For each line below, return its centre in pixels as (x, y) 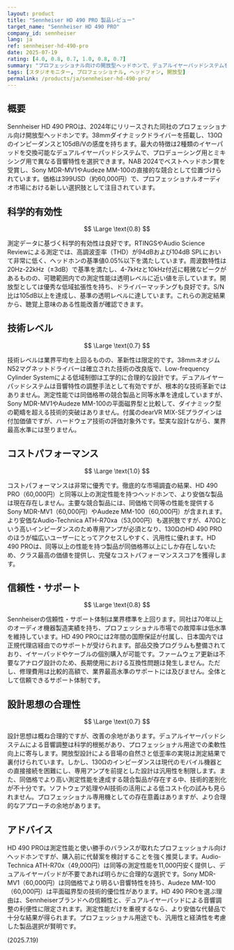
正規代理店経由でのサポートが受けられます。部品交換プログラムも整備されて (117, 645)
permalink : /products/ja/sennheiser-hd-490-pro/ (79, 78)
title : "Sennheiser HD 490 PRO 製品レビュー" (71, 20)
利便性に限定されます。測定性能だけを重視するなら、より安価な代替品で (123, 909)
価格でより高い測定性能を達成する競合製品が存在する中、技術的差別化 (126, 780)
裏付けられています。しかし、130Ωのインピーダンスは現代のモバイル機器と (115, 762)
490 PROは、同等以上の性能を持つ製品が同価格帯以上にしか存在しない (109, 546)
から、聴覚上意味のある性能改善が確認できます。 (77, 304)
